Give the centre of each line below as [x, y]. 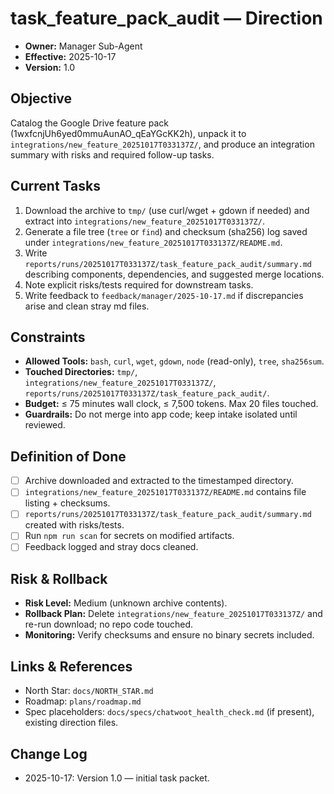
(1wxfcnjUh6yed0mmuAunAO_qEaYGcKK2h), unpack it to [128, 133]
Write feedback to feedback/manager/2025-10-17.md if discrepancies [164, 295]
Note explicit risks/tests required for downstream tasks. [139, 284]
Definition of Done [68, 456]
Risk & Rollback [59, 578]
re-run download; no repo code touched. [109, 624]
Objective [41, 98]
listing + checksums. [67, 503]
